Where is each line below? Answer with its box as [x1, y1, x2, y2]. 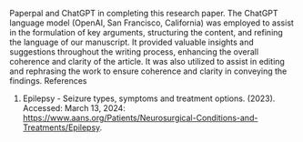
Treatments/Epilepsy [22, 122, 100, 133]
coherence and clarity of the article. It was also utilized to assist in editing [9, 56, 285, 66]
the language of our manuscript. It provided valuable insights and [9, 36, 255, 47]
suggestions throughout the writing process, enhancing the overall [9, 46, 259, 57]
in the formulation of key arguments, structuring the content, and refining [9, 27, 284, 37]
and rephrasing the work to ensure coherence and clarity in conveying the [9, 66, 288, 76]
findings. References [9, 76, 87, 86]
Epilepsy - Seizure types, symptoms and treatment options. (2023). [22, 93, 276, 104]
